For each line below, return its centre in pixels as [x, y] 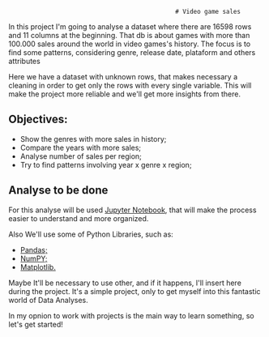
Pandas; [34, 250]
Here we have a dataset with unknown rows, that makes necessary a [123, 77]
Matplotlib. [38, 267]
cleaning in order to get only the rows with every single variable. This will [130, 85]
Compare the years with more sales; [81, 147]
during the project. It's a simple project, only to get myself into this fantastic [134, 291]
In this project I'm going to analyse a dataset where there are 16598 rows [130, 27]
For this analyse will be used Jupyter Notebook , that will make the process [132, 210]
